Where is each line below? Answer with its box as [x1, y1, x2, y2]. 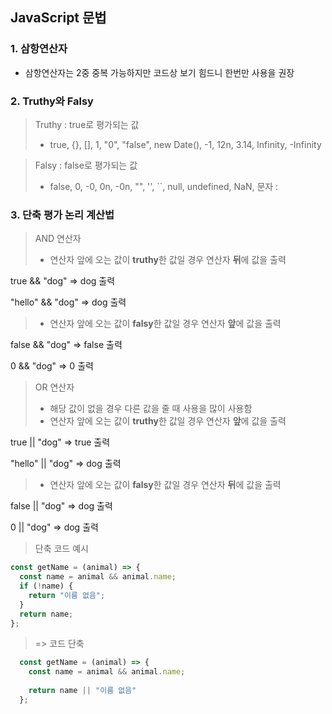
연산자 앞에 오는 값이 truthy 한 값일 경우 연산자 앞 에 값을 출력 [49, 415, 287, 427]
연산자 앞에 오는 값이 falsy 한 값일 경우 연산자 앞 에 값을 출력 [49, 318, 282, 330]
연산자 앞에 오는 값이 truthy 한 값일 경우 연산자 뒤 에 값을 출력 [49, 254, 287, 266]
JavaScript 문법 [10, 9, 107, 27]
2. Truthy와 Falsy [10, 94, 94, 108]
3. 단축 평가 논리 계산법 [10, 208, 115, 222]
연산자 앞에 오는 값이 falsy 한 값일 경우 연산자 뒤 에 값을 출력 [49, 479, 282, 491]
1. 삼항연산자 [10, 42, 68, 56]
